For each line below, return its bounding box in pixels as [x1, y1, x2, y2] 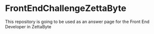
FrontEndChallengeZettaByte [5, 3, 127, 14]
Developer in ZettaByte [5, 23, 51, 29]
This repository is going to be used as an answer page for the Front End [5, 19, 150, 24]
